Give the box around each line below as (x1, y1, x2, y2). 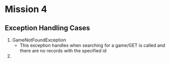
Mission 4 (5, 4, 47, 15)
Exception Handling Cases (5, 24, 90, 32)
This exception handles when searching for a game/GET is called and (19, 42, 165, 48)
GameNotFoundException (12, 37, 67, 43)
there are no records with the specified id (19, 48, 107, 53)
